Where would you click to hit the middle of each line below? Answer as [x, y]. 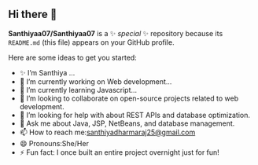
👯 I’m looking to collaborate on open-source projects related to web [129, 98]
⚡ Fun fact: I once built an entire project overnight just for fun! [120, 152]
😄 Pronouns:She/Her [54, 143]
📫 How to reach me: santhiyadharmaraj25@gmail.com [107, 132]
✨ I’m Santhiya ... [47, 72]
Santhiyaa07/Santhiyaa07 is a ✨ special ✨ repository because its [116, 33]
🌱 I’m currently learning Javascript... [78, 90]
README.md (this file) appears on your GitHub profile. [91, 42]
